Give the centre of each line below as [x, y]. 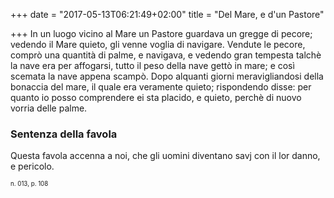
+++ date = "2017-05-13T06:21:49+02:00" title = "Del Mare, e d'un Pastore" [167, 14]
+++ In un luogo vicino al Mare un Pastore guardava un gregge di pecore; [161, 33]
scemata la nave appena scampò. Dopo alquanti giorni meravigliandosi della [167, 76]
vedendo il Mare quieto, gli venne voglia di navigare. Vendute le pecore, [158, 44]
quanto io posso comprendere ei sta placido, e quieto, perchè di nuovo [156, 97]
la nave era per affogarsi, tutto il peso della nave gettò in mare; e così [152, 65]
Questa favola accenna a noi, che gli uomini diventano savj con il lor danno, [165, 156]
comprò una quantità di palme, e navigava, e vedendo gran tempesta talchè [166, 55]
